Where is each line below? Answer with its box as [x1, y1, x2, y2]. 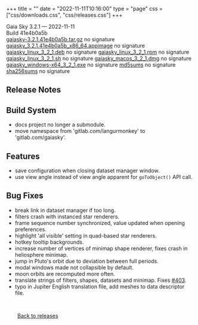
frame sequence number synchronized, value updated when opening [14, 219, 185, 226]
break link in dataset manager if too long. [14, 206, 116, 214]
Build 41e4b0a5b [6, 29, 48, 37]
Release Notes [6, 85, 61, 95]
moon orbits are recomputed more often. [14, 270, 115, 277]
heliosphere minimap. [14, 251, 68, 258]
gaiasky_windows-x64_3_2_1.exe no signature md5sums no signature [6, 61, 176, 68]
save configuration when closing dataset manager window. [14, 167, 160, 174]
